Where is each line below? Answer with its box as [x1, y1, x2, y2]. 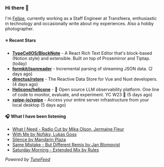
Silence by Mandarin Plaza [12, 136, 66, 142]
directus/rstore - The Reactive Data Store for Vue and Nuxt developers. [12, 76, 158, 82]
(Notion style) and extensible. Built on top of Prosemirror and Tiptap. [12, 55, 151, 61]
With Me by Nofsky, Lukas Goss [12, 131, 77, 137]
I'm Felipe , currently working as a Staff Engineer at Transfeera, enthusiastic [5, 16, 157, 21]
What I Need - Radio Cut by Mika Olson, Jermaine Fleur [12, 126, 124, 132]
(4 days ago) [12, 81, 38, 87]
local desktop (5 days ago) [12, 102, 66, 108]
